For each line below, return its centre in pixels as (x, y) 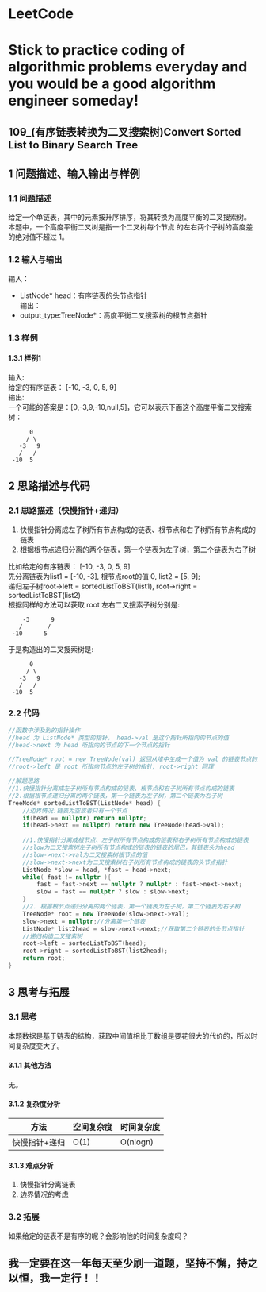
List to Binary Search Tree (73, 145)
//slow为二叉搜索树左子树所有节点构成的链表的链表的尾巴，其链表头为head (129, 848)
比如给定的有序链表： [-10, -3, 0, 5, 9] (69, 566)
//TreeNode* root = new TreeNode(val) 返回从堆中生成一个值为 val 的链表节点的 (133, 759)
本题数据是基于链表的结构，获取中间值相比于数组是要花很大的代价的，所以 (129, 1036)
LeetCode (41, 14)
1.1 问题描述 (30, 199)
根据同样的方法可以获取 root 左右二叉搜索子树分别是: (94, 604)
